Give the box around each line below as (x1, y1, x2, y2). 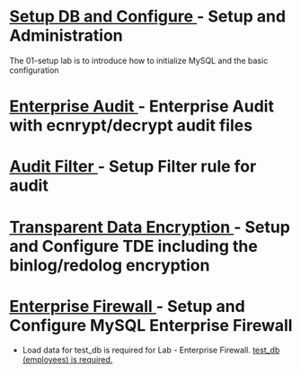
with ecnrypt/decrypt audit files (9, 115, 253, 136)
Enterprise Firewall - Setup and (9, 296, 245, 316)
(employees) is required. (22, 354, 113, 365)
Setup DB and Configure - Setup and (9, 6, 286, 27)
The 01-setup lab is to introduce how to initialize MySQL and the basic (9, 55, 269, 66)
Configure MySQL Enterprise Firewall (9, 315, 293, 335)
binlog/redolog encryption (9, 254, 210, 275)
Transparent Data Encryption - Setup (9, 217, 290, 237)
